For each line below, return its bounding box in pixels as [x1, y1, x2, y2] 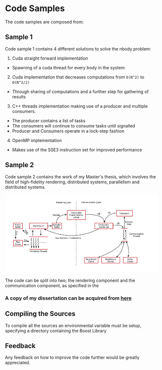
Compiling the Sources [5, 310, 76, 318]
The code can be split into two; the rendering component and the [5, 277, 135, 283]
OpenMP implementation [12, 137, 62, 143]
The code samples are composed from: [5, 19, 84, 25]
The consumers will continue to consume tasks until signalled [12, 123, 135, 129]
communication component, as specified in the [5, 282, 99, 289]
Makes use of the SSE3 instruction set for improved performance [12, 146, 142, 153]
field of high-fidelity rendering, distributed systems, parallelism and [5, 179, 140, 185]
